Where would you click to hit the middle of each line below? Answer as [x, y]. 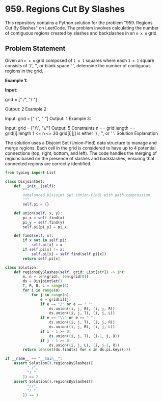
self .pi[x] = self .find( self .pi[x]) [69, 254]
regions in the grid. [24, 71]
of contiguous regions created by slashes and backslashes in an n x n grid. [81, 33]
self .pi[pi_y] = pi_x [45, 227]
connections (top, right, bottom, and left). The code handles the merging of [81, 153]
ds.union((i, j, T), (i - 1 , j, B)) [84, 336]
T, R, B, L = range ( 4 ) [46, 286]
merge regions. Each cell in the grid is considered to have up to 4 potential [80, 148]
